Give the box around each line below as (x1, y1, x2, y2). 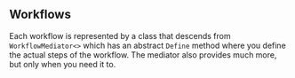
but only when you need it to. (9, 58, 116, 69)
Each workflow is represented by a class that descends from (9, 30, 231, 41)
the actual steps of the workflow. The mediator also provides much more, (9, 49, 277, 60)
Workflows (9, 7, 71, 22)
